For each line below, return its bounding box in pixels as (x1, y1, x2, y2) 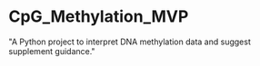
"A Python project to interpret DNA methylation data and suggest (8, 36, 251, 47)
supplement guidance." (8, 45, 96, 56)
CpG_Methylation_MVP (8, 6, 189, 27)
